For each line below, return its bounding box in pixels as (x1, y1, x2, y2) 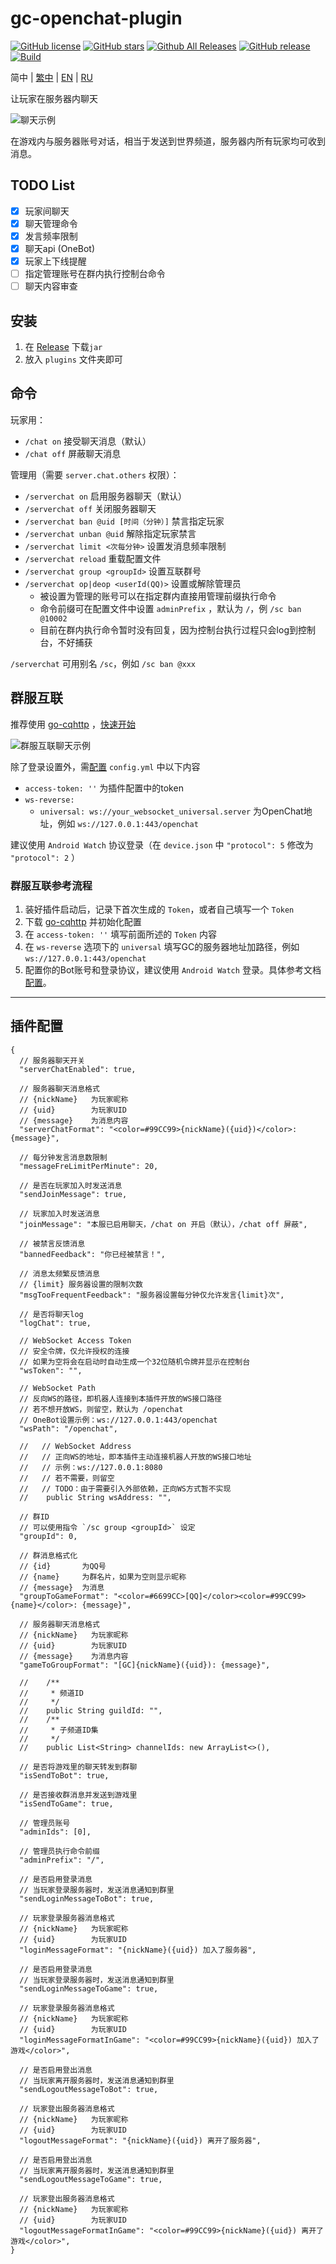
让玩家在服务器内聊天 (10, 92, 98, 104)
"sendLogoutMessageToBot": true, (19, 2084, 159, 2094)
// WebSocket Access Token (19, 1335, 132, 1346)
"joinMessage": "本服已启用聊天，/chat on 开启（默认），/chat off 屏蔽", (19, 1219, 308, 1229)
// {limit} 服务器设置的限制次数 (19, 1279, 143, 1289)
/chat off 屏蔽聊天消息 (24, 447, 122, 459)
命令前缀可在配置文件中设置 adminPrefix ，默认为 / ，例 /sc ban (39, 602, 302, 614)
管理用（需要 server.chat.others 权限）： (10, 468, 180, 481)
